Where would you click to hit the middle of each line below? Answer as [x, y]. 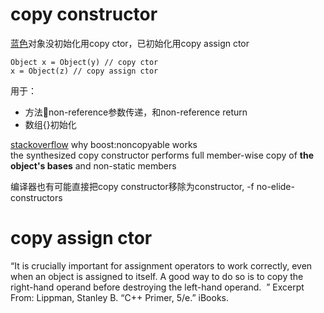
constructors [36, 197]
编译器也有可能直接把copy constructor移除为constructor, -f [132, 186]
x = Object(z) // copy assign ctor [84, 71]
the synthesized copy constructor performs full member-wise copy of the [162, 155]
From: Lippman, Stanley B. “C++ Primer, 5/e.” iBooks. [120, 297]
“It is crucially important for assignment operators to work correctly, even [161, 265]
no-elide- [275, 186]
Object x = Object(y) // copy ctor [84, 62]
